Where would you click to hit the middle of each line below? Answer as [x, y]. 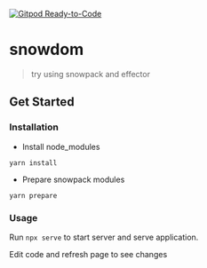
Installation [34, 127]
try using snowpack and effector [91, 74]
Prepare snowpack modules [73, 179]
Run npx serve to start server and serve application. [104, 237]
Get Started [42, 102]
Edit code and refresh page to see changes [88, 254]
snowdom [47, 50]
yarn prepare [33, 195]
